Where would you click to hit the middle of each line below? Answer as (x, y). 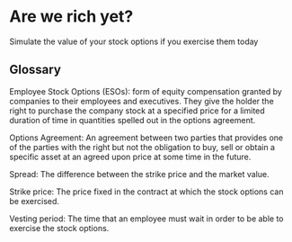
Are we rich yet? (71, 17)
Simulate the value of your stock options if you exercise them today (134, 41)
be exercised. (35, 201)
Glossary (35, 70)
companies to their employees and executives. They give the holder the (142, 101)
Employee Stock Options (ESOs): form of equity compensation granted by (146, 91)
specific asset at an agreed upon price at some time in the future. (130, 157)
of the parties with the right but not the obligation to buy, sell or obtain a (142, 147)
